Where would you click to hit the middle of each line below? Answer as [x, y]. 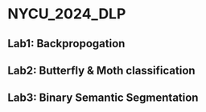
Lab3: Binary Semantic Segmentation [103, 98]
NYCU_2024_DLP [67, 14]
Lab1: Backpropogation [66, 44]
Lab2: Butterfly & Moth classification [101, 70]
